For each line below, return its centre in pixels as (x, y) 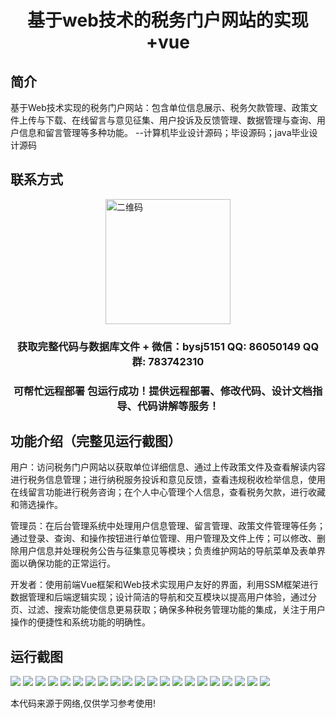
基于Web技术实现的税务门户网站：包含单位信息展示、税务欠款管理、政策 (160, 107)
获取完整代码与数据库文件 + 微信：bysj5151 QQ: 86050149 (158, 346)
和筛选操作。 (36, 505)
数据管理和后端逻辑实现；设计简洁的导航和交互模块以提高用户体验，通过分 (163, 597)
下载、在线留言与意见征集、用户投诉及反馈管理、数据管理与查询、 (180, 120)
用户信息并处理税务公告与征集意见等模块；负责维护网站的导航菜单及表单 (167, 551)
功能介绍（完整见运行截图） (96, 441)
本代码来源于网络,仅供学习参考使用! (83, 703)
